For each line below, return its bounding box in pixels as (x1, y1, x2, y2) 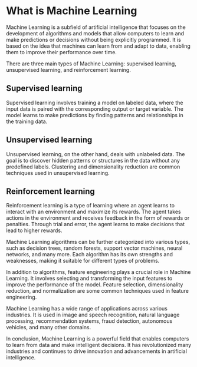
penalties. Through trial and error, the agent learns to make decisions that (6, 221, 185, 228)
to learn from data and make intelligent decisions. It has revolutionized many (6, 342, 192, 349)
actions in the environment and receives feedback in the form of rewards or (6, 214, 190, 221)
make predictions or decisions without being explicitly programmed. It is (6, 36, 181, 43)
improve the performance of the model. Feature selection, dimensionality (6, 281, 183, 288)
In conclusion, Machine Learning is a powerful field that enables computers (6, 335, 189, 342)
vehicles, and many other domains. (6, 324, 91, 331)
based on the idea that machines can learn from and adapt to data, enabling (6, 42, 191, 49)
